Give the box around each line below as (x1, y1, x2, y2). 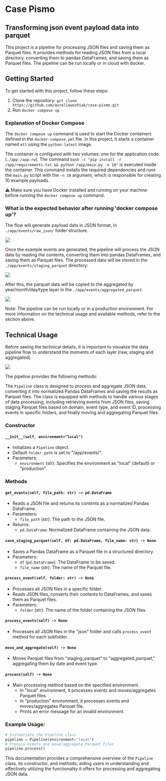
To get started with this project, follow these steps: (5, 88, 109, 94)
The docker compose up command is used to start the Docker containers (5, 131, 152, 137)
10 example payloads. (5, 178, 50, 184)
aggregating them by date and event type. (12, 661, 99, 667)
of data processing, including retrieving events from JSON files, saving (5, 399, 150, 405)
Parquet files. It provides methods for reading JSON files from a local (5, 50, 146, 55)
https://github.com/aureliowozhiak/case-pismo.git (12, 103, 119, 108)
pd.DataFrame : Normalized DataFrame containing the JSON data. (19, 527, 151, 533)
